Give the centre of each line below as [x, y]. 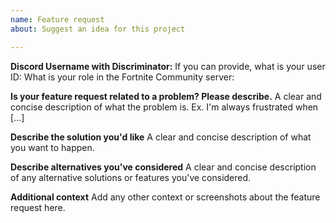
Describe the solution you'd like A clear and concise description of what [161, 137]
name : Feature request [57, 19]
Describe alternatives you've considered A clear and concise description [163, 167]
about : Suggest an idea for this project [98, 29]
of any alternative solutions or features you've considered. [131, 177]
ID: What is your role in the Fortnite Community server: [122, 77]
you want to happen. [52, 147]
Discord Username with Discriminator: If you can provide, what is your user [168, 66]
